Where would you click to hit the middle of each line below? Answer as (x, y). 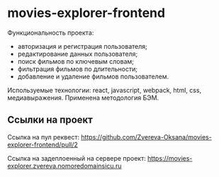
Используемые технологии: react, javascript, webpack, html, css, (105, 90)
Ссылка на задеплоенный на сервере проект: (77, 158)
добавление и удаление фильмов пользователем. (93, 76)
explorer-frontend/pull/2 (43, 144)
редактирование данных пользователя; (78, 54)
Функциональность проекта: (51, 33)
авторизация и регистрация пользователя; (82, 46)
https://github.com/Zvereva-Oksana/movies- (147, 137)
